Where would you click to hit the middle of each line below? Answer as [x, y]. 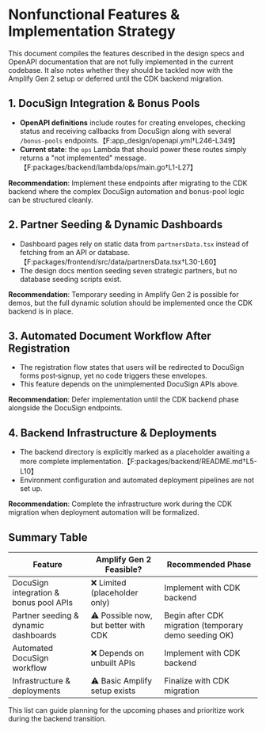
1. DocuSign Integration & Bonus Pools [104, 103]
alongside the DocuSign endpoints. [65, 408]
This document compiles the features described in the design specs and [126, 53]
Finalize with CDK [197, 681]
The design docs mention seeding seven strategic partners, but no [128, 270]
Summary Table [48, 537]
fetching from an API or [58, 252]
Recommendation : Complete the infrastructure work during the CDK [120, 504]
